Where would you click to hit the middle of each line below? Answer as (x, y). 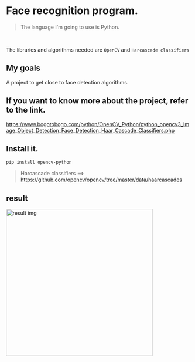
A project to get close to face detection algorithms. (67, 82)
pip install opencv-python (39, 163)
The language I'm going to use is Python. (70, 27)
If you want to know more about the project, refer (97, 101)
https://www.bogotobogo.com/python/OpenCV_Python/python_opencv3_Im (98, 124)
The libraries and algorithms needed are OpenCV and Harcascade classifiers (98, 50)
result (17, 198)
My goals (23, 68)
